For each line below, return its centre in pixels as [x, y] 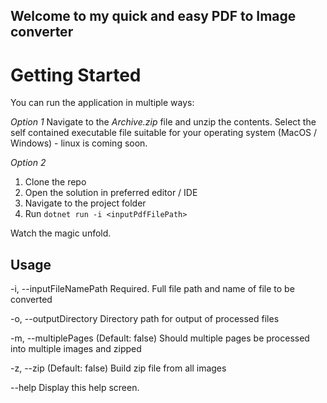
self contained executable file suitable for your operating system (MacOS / [164, 133]
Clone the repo [55, 182]
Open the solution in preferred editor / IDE [111, 193]
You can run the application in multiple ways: [102, 103]
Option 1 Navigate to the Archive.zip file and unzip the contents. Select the [163, 122]
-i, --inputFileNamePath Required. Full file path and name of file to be [152, 289]
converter [42, 32]
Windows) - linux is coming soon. [79, 143]
